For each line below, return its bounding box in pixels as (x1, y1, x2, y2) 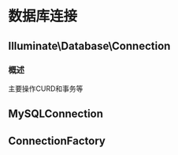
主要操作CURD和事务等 (8, 84, 83, 93)
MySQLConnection (8, 108, 104, 121)
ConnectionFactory (8, 134, 106, 147)
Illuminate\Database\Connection (8, 39, 171, 52)
